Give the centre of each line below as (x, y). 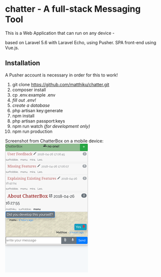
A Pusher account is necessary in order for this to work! (61, 75)
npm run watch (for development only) (51, 126)
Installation (23, 63)
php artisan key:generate (38, 110)
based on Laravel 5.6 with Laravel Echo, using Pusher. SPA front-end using (80, 42)
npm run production (32, 131)
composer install (29, 90)
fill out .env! (24, 100)
